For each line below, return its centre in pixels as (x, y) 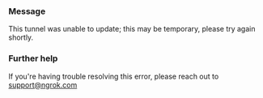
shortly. (21, 37)
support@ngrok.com (43, 85)
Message (27, 11)
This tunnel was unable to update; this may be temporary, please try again (132, 29)
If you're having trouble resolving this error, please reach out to (114, 76)
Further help (33, 58)
